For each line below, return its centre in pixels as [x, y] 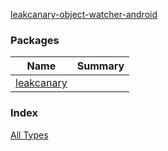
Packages [35, 40]
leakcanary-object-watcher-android [84, 14]
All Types [29, 135]
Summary [100, 66]
